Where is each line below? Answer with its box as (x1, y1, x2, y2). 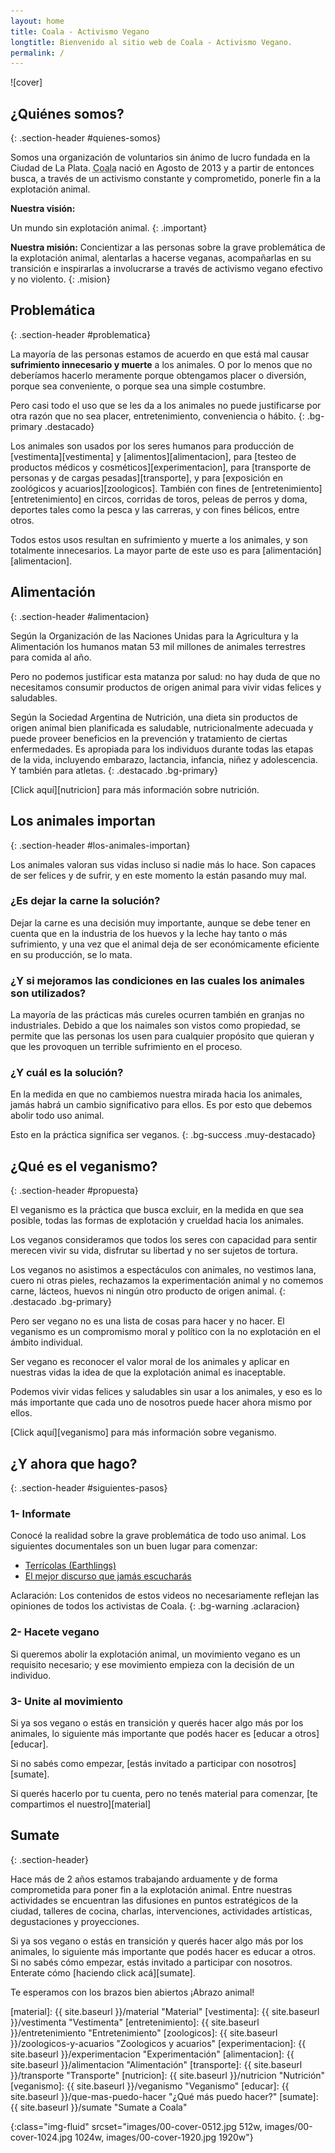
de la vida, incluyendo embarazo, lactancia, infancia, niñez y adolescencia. (10, 753, 318, 765)
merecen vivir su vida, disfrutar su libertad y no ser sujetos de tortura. (10, 1245, 298, 1257)
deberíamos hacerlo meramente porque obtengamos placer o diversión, (10, 369, 307, 381)
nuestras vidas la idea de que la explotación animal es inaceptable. (10, 1366, 286, 1379)
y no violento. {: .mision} (10, 273, 111, 285)
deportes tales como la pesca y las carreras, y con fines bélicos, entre (10, 503, 300, 515)
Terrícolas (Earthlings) (24, 1560, 117, 1572)
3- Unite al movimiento (10, 1694, 124, 1708)
